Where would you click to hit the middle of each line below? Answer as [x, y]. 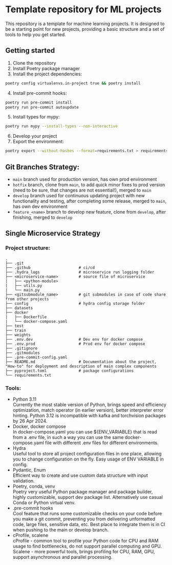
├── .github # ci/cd [50, 267]
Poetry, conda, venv [34, 486]
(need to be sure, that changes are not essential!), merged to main [82, 190]
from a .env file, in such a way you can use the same [68, 437]
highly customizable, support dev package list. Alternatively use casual [88, 497]
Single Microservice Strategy [53, 233]
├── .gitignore [21, 348]
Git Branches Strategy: [42, 167]
